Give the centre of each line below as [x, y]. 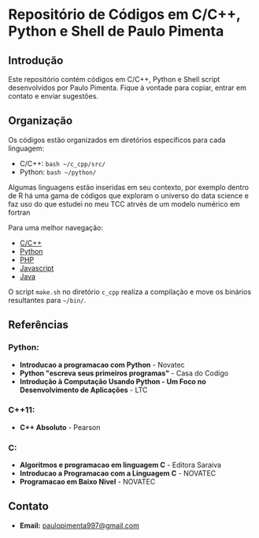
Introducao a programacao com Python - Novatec [102, 364]
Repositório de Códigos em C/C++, [124, 15]
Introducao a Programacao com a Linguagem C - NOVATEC [118, 473]
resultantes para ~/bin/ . [47, 300]
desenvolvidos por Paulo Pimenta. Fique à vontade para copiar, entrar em [127, 88]
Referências [39, 325]
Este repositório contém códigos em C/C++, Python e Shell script [114, 79]
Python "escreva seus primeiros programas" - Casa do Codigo [124, 373]
